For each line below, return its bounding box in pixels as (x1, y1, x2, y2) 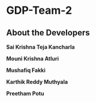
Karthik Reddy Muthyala (6, 79, 68, 85)
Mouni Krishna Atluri (6, 55, 59, 62)
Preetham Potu (6, 90, 44, 97)
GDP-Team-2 (6, 4, 73, 17)
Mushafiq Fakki (6, 67, 46, 74)
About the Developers (6, 28, 90, 38)
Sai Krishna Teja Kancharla (6, 43, 75, 50)
